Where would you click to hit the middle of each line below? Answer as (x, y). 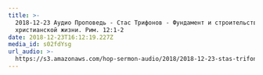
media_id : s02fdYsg (40, 45)
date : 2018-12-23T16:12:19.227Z (61, 37)
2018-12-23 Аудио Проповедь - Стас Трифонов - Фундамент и (113, 23)
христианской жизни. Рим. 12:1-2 (70, 30)
